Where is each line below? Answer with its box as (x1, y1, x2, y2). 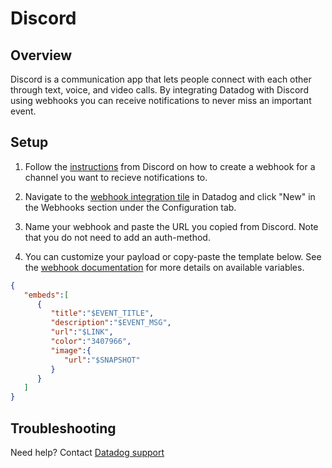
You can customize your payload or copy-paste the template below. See (24, 250, 322, 262)
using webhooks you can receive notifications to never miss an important (10, 95, 312, 106)
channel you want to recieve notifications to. (24, 171, 208, 183)
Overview (10, 47, 73, 64)
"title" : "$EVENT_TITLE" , (50, 308, 155, 319)
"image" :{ (50, 345, 92, 356)
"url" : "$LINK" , (50, 327, 114, 337)
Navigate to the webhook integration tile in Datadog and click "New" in (24, 190, 316, 202)
